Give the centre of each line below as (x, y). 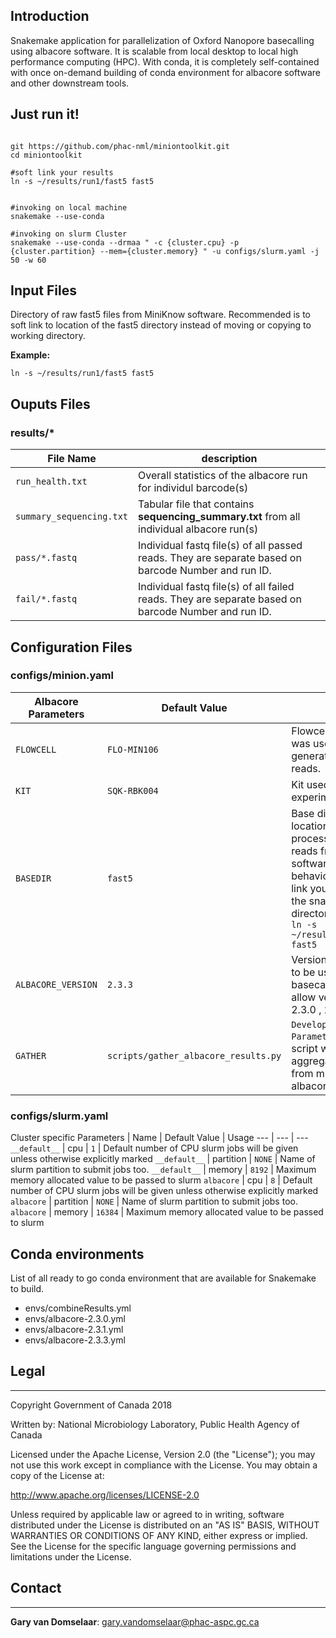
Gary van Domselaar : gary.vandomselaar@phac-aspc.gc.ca (135, 1621)
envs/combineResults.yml (78, 1308)
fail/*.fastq (46, 599)
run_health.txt (51, 482)
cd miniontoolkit (46, 155)
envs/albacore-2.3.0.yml (75, 1318)
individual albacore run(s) (198, 529)
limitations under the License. (71, 1556)
